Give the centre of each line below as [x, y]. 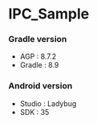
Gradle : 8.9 [39, 65]
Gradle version [38, 39]
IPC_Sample [49, 14]
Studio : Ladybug [48, 103]
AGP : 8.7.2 [38, 56]
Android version [40, 86]
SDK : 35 [34, 112]
